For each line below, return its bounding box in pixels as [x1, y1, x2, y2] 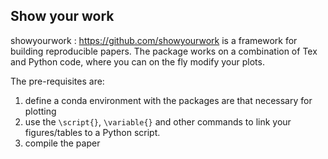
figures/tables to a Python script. [24, 126, 161, 138]
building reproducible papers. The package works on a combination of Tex [10, 45, 318, 57]
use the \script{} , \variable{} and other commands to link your [24, 115, 292, 128]
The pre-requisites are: [10, 75, 105, 87]
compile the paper [24, 137, 101, 149]
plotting [24, 105, 57, 117]
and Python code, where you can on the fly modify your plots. [10, 55, 265, 68]
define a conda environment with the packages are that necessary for [24, 94, 313, 106]
